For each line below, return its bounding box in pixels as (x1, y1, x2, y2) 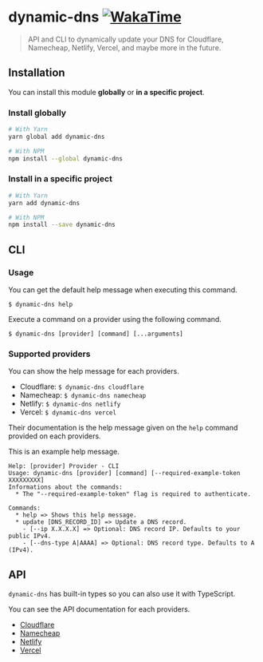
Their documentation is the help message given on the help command (8, 423, 238, 433)
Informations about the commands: (8, 483, 124, 491)
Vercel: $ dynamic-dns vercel (19, 407, 117, 417)
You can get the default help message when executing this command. (8, 285, 237, 295)
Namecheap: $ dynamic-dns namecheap (19, 390, 147, 400)
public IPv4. (8, 532, 52, 541)
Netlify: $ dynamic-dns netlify (19, 399, 121, 409)
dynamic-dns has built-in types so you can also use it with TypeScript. (8, 589, 236, 599)
